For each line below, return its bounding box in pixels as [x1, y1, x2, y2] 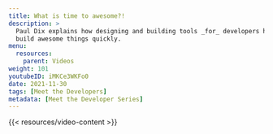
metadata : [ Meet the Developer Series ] [8, 95, 144, 103]
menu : [8, 42, 27, 50]
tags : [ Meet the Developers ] [8, 87, 107, 96]
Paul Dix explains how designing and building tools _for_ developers [15, 27, 260, 35]
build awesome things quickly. [15, 34, 122, 43]
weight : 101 [8, 65, 49, 73]
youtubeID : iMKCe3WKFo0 [8, 72, 89, 80]
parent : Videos [23, 58, 75, 66]
